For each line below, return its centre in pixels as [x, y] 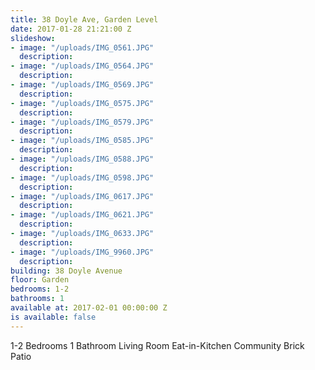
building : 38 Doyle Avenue [66, 271]
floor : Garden [40, 280]
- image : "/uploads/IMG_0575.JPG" [82, 103]
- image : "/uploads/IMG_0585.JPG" [82, 141]
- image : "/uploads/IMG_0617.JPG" [82, 196]
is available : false [53, 317]
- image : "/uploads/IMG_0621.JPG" [82, 215]
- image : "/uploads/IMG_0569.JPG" [82, 85]
